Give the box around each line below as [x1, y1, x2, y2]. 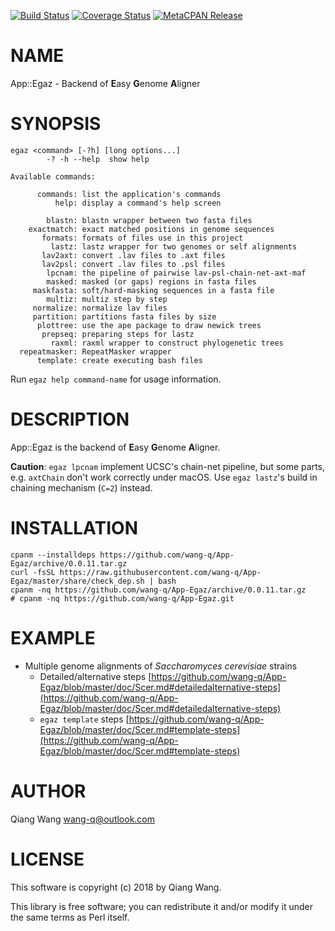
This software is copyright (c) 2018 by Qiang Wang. [10, 881, 222, 893]
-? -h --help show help [46, 154, 150, 164]
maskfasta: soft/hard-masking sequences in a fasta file [32, 285, 275, 295]
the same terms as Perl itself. [10, 911, 130, 923]
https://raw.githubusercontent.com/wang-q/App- [59, 567, 262, 577]
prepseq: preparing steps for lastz [41, 329, 195, 339]
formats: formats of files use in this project [41, 233, 244, 243]
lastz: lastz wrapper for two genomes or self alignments [50, 241, 298, 252]
